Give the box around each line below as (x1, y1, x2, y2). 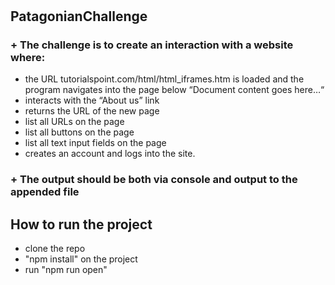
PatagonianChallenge (10, 8, 148, 25)
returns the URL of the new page (24, 105, 160, 117)
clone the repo (24, 243, 86, 255)
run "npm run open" (24, 264, 108, 276)
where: (10, 51, 46, 65)
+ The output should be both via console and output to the (10, 173, 298, 187)
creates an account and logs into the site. (24, 148, 196, 160)
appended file (10, 185, 80, 199)
